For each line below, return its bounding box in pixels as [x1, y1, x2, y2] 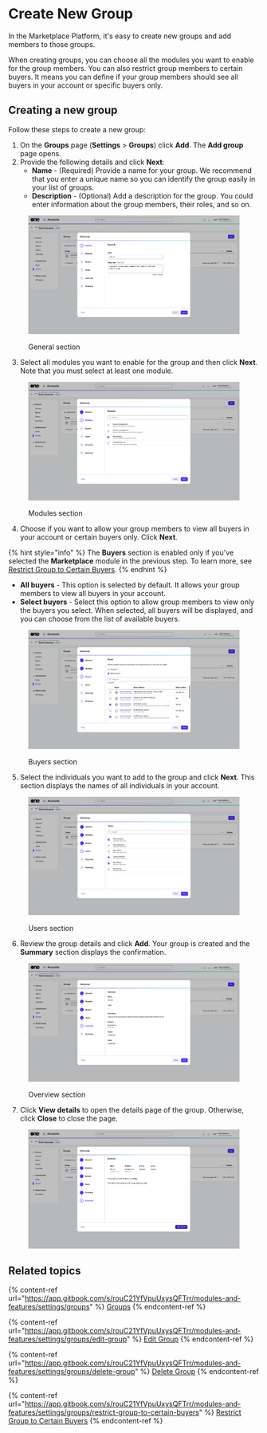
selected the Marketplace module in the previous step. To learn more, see [8, 556, 253, 566]
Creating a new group [8, 104, 118, 117]
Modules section [28, 508, 83, 518]
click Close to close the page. [19, 1113, 118, 1123]
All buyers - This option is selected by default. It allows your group [19, 580, 241, 590]
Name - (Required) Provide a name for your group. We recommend [31, 165, 253, 175]
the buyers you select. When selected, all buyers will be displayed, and [19, 606, 253, 615]
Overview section [28, 1089, 86, 1099]
